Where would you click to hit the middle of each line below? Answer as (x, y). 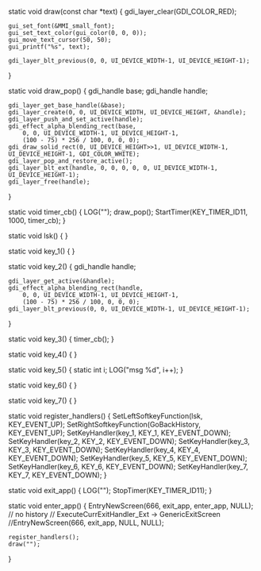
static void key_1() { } (42, 251)
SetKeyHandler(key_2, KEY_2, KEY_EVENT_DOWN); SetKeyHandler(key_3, (129, 441)
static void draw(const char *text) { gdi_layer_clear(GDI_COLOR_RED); (123, 12)
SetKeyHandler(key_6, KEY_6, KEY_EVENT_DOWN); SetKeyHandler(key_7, (128, 467)
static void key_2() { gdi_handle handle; (72, 266)
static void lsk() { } (38, 236)
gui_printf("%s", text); (49, 47)
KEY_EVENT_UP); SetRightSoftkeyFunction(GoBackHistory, (104, 424)
